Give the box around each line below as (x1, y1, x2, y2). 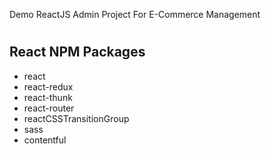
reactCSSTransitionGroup (23, 112, 130, 124)
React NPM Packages (9, 44, 146, 61)
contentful (23, 134, 67, 146)
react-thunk (23, 91, 73, 103)
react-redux (23, 80, 74, 93)
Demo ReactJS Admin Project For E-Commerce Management (9, 9, 261, 20)
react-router (23, 102, 75, 114)
